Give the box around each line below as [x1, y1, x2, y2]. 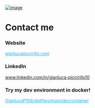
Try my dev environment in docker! [5, 86, 91, 93]
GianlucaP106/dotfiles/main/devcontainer [5, 98, 89, 104]
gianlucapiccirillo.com [5, 51, 50, 57]
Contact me [5, 22, 54, 33]
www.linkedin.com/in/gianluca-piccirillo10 [5, 74, 90, 80]
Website [5, 39, 26, 46]
